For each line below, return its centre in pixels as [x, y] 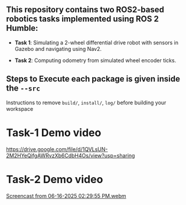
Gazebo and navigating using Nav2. [58, 49]
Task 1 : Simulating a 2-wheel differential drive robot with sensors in [97, 42]
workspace [20, 108]
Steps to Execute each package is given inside [93, 79]
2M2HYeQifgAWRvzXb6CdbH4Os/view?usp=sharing [71, 155]
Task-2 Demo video [55, 179]
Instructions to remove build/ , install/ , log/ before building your [86, 102]
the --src [23, 88]
